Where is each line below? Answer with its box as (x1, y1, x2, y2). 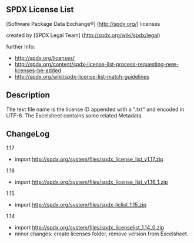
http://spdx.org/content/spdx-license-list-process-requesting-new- (14, 60, 179, 67)
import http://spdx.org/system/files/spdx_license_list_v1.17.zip (14, 156, 163, 163)
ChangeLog (6, 129, 50, 139)
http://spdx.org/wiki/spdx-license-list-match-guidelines (14, 73, 150, 80)
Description (6, 90, 50, 100)
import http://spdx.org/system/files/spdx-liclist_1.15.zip (14, 201, 147, 208)
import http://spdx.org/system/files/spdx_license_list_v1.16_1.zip (14, 178, 169, 185)
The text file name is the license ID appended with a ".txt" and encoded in (6, 106, 185, 113)
